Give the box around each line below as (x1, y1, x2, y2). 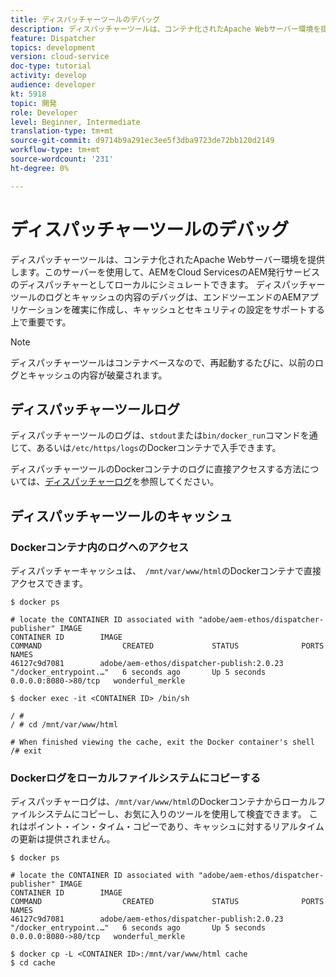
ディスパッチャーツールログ (10, 401, 180, 418)
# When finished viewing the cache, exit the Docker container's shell (10, 737, 315, 748)
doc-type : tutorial (10, 61, 92, 71)
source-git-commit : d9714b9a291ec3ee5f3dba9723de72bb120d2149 (10, 136, 275, 146)
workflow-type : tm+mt (10, 145, 101, 155)
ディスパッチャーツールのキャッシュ (10, 507, 233, 525)
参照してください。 (140, 476, 220, 488)
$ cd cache (10, 958, 56, 968)
